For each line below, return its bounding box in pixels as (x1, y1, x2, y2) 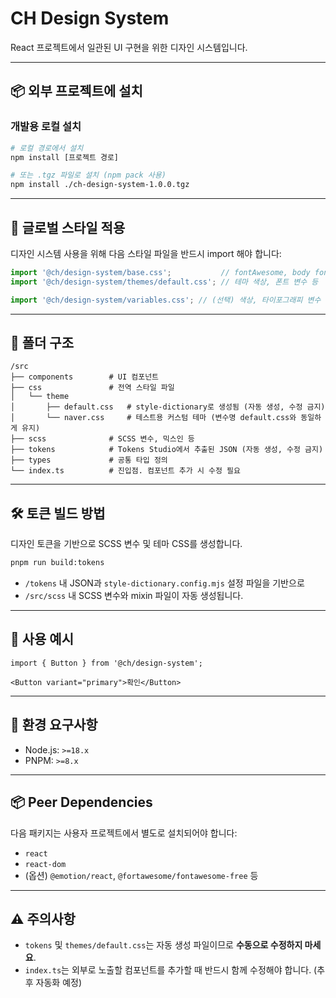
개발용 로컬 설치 (10, 120, 82, 134)
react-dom (24, 859, 67, 869)
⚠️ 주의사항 (10, 910, 76, 927)
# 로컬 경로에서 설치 (10, 143, 84, 153)
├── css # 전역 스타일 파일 (10, 383, 175, 393)
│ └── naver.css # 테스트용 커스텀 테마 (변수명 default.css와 (10, 413, 297, 423)
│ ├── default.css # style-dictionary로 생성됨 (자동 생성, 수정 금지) (10, 402, 326, 412)
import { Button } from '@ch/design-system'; (10, 658, 203, 668)
